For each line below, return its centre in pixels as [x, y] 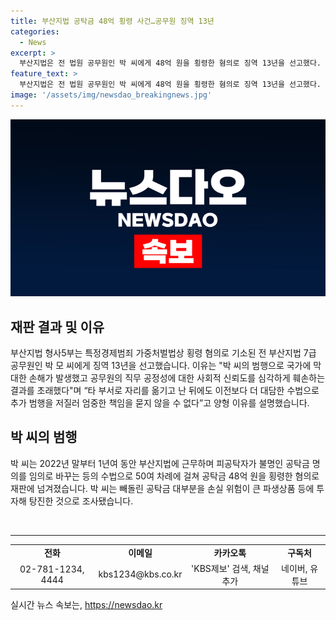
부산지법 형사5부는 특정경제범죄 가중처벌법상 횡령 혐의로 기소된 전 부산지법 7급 [163, 353]
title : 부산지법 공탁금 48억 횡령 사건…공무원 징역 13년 [112, 21]
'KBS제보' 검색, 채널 [230, 568]
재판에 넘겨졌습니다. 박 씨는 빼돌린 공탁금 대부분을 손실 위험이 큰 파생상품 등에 [162, 488]
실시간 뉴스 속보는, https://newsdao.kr [86, 605]
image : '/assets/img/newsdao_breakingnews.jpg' [111, 95]
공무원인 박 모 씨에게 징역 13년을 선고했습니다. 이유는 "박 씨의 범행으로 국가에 [161, 366]
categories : [35, 31]
